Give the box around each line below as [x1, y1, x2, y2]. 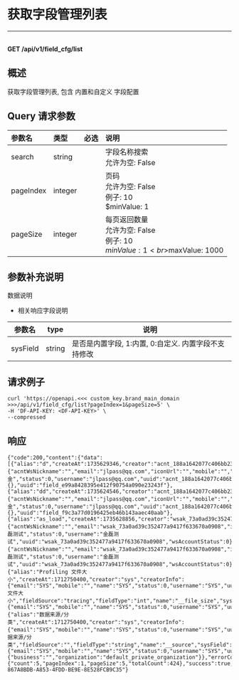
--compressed [7, 414, 46, 421]
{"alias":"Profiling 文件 [7, 568, 82, 575]
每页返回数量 [105, 214, 149, 224]
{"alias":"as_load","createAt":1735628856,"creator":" [7, 516, 174, 523]
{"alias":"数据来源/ [7, 611, 64, 618]
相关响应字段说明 [17, 307, 68, 315]
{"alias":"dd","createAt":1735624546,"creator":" [7, 488, 158, 495]
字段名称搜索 [105, 147, 149, 156]
